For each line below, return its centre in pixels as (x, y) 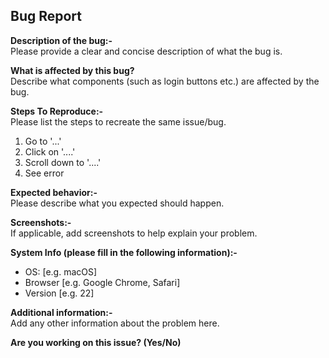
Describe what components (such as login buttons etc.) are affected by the (165, 81)
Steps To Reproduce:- (57, 111)
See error (44, 173)
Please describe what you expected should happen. (117, 203)
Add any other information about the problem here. (115, 323)
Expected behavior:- (54, 192)
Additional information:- (61, 312)
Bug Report (46, 16)
